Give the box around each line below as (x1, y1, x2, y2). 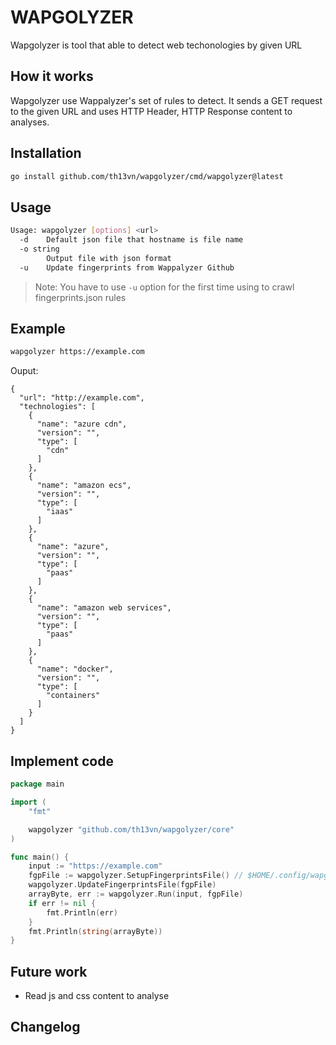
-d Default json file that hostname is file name (19, 235, 244, 245)
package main (10, 779, 65, 790)
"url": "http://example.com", (19, 393, 145, 403)
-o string (19, 244, 60, 254)
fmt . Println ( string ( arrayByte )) (28, 926, 163, 936)
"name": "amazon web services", (36, 603, 172, 613)
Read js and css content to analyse (24, 990, 170, 1002)
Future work (10, 963, 88, 980)
